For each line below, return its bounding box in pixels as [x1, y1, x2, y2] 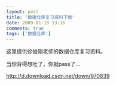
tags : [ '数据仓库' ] [6, 31, 51, 37]
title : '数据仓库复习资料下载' [6, 14, 75, 20]
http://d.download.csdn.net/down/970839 [6, 73, 110, 80]
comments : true [6, 25, 44, 32]
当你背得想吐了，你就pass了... [6, 61, 81, 68]
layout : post [6, 8, 39, 15]
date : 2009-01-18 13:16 [6, 20, 66, 26]
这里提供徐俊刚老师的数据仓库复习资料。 [6, 48, 106, 55]
